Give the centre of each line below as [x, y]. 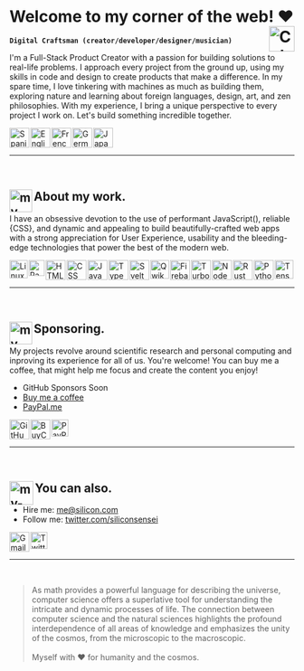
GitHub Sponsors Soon [65, 387]
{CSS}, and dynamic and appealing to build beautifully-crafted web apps [145, 228]
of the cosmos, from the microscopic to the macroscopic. [138, 638]
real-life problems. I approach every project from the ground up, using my [147, 67]
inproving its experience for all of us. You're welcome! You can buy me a [144, 360]
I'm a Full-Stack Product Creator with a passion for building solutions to [142, 57]
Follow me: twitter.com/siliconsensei [90, 520]
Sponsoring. [70, 329]
